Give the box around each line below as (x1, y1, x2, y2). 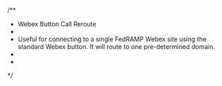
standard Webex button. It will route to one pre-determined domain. (17, 43, 215, 50)
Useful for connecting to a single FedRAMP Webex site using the (17, 35, 207, 43)
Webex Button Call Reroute (17, 20, 97, 28)
